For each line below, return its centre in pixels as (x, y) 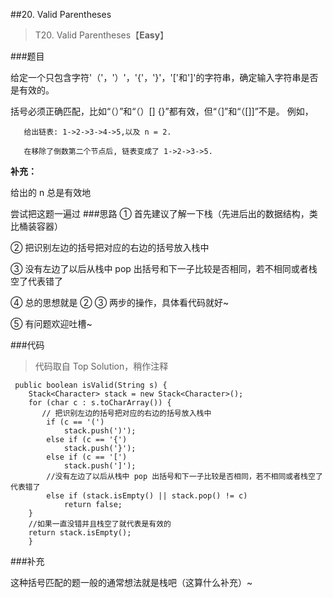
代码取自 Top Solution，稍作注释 (101, 366)
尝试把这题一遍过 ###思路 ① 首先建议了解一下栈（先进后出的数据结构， (160, 213)
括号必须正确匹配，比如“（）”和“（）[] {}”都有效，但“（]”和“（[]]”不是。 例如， (162, 111)
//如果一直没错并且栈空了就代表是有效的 (100, 524)
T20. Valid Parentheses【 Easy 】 (102, 35)
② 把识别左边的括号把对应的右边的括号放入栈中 (110, 247)
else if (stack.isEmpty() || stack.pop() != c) (147, 496)
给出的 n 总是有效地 (51, 192)
